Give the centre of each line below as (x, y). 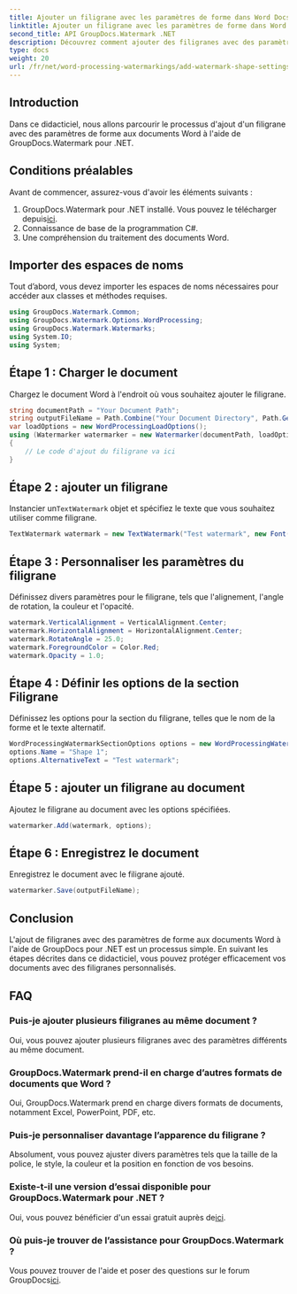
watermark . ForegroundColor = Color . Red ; (85, 647)
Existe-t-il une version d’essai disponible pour (110, 1187)
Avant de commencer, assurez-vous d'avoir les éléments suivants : (131, 192)
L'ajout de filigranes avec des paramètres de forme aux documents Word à (145, 940)
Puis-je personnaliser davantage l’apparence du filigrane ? (137, 1135)
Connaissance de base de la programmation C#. (110, 228)
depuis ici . (39, 219)
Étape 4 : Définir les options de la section (124, 683)
